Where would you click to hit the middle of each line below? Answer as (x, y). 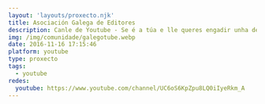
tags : (17, 66)
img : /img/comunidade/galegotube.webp (72, 37)
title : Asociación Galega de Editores (72, 23)
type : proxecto (33, 59)
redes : (19, 81)
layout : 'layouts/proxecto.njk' (61, 15)
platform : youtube (38, 52)
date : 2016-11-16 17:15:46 (52, 45)
